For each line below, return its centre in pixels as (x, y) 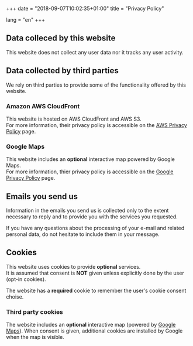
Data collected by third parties (62, 71)
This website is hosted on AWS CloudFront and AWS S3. (74, 119)
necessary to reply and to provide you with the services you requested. (92, 217)
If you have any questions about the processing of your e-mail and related (95, 228)
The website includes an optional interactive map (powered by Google (91, 325)
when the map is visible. (35, 337)
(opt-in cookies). (26, 279)
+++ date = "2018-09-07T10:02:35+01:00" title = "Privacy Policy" (85, 8)
